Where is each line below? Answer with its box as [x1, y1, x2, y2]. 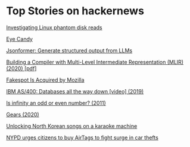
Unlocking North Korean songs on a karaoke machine [6, 122, 138, 129]
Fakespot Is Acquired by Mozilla [6, 76, 85, 83]
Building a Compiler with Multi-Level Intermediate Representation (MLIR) [6, 58, 183, 65]
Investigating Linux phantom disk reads [6, 24, 102, 31]
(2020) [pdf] [6, 64, 37, 72]
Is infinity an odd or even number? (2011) [6, 99, 106, 107]
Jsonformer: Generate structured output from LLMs [6, 46, 133, 54]
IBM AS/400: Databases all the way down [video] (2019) [6, 87, 144, 95]
